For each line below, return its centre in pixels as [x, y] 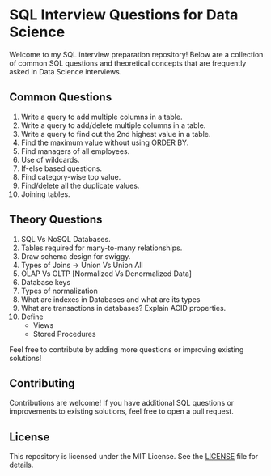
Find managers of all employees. [75, 151]
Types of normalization [59, 291]
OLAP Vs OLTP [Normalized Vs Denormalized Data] [106, 274]
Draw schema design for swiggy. [76, 256]
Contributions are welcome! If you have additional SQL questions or [122, 403]
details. [21, 465]
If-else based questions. [61, 168]
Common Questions [61, 98]
